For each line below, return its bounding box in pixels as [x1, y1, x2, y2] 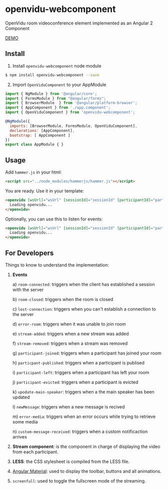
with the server [12, 286, 44, 292]
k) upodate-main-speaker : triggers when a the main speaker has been [12, 389, 155, 394]
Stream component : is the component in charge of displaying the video [12, 443, 160, 449]
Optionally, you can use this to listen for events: [5, 216, 103, 222]
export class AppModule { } [5, 142, 64, 147]
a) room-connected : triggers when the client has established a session [12, 281, 155, 287]
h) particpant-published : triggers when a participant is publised [12, 360, 145, 365]
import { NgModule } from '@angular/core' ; [5, 91, 97, 96]
